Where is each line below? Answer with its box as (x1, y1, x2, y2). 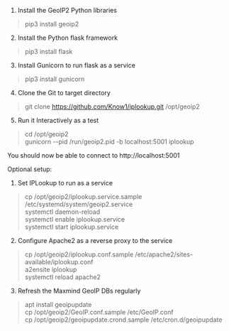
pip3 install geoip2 (24, 20, 79, 28)
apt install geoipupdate (24, 300, 92, 308)
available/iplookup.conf (24, 258, 94, 266)
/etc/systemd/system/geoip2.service (24, 200, 133, 208)
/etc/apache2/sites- (135, 250, 194, 259)
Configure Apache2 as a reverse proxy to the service (17, 237, 173, 244)
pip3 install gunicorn (24, 75, 85, 83)
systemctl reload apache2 (24, 273, 101, 281)
